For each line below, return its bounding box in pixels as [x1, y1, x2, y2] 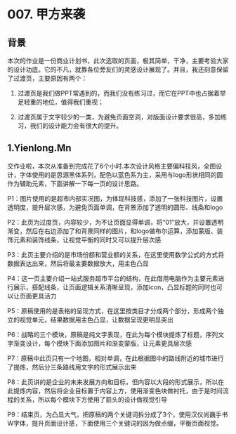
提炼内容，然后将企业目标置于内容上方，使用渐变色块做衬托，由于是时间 [13, 386, 223, 395]
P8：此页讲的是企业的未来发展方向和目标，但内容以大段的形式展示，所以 [7, 377, 218, 386]
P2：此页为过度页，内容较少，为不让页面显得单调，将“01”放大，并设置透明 [7, 218, 224, 226]
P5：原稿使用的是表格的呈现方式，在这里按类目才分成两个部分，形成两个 [7, 306, 218, 315]
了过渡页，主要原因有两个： [7, 74, 88, 82]
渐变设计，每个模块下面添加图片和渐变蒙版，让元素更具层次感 [13, 338, 192, 348]
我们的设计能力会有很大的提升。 [29, 121, 123, 130]
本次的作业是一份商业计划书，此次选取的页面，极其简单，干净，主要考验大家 [7, 57, 229, 65]
